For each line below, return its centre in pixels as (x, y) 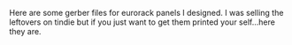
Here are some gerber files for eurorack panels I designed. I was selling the (146, 13)
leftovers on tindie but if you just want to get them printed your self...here (142, 22)
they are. (25, 31)
